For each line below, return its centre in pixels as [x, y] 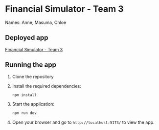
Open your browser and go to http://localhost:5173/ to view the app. [83, 122]
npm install [24, 95]
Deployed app [27, 38]
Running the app [31, 65]
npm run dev [24, 113]
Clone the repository [33, 76]
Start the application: [33, 104]
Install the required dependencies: [47, 86]
